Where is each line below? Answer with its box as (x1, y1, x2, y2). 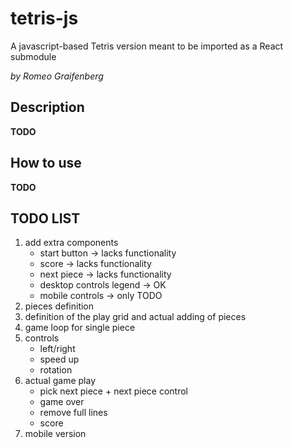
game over (39, 396, 85, 408)
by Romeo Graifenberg (10, 70, 104, 82)
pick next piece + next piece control (39, 385, 188, 397)
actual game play (24, 375, 97, 387)
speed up (39, 353, 80, 366)
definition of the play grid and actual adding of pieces (24, 311, 247, 323)
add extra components (24, 237, 119, 249)
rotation (39, 364, 73, 376)
